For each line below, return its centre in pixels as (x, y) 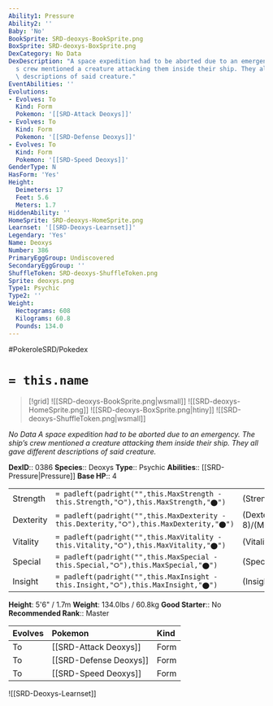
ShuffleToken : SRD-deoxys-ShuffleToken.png (83, 273)
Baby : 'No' (27, 31)
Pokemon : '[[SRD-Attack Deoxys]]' (74, 115)
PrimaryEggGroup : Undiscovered (61, 258)
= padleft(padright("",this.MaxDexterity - (141, 516)
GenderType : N (32, 168)
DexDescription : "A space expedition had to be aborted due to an (123, 62)
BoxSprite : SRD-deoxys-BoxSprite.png (72, 46)
